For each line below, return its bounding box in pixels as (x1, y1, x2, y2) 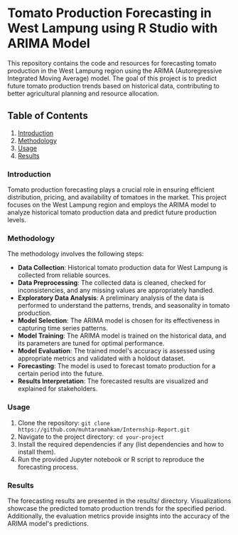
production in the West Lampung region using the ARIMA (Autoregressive (7, 66, 222, 75)
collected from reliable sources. (17, 271, 111, 279)
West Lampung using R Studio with (7, 20, 218, 36)
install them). (17, 447, 56, 456)
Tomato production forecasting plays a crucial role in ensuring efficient (7, 185, 215, 194)
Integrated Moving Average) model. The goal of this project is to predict (7, 73, 217, 83)
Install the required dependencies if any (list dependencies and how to (17, 440, 225, 448)
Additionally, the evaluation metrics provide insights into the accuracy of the (7, 511, 229, 520)
